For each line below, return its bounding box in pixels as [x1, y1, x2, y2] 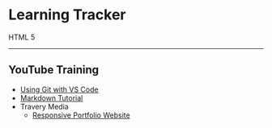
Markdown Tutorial [19, 93, 83, 102]
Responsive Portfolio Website [32, 110, 131, 120]
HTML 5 [8, 32, 36, 42]
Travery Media [19, 101, 69, 111]
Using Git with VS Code [19, 85, 99, 94]
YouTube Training [8, 63, 100, 77]
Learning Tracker [8, 6, 126, 24]
